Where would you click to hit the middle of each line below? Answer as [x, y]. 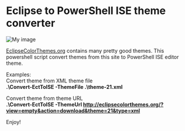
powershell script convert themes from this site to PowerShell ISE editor [92, 57]
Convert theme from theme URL [44, 98]
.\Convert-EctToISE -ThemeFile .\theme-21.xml [64, 87]
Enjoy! [14, 122]
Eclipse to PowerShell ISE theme [86, 11]
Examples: [18, 74]
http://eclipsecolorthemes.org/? [123, 104]
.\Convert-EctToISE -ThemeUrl [44, 104]
